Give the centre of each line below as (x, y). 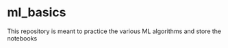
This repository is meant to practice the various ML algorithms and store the (114, 31)
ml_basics (37, 13)
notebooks (22, 38)
